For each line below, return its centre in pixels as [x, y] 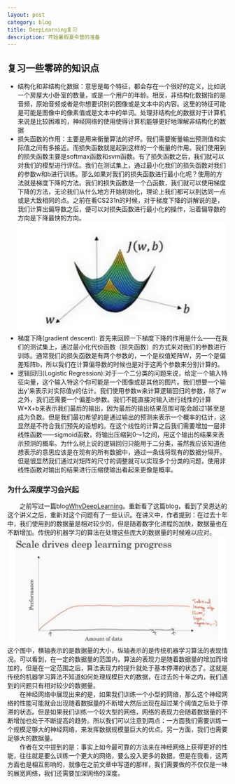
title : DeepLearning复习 [42, 29]
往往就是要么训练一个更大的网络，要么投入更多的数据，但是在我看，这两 [123, 755]
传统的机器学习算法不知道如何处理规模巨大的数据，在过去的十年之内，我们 [114, 677]
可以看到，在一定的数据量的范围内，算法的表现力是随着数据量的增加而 [120, 659]
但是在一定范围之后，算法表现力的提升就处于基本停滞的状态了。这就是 [127, 667]
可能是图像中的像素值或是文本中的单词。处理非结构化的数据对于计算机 [124, 113]
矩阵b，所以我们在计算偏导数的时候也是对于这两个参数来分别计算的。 [123, 364]
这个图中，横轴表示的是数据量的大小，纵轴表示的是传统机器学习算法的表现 [114, 650]
